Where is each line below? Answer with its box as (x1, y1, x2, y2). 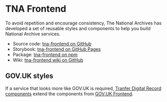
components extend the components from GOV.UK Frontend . (5, 90, 134, 97)
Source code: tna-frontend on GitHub (12, 40, 92, 46)
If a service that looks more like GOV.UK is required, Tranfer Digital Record (5, 85, 162, 91)
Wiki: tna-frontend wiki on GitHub (12, 57, 83, 63)
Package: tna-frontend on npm (12, 52, 78, 58)
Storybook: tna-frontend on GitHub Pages (12, 46, 101, 52)
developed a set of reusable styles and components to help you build (5, 25, 151, 31)
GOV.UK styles (5, 72, 54, 81)
